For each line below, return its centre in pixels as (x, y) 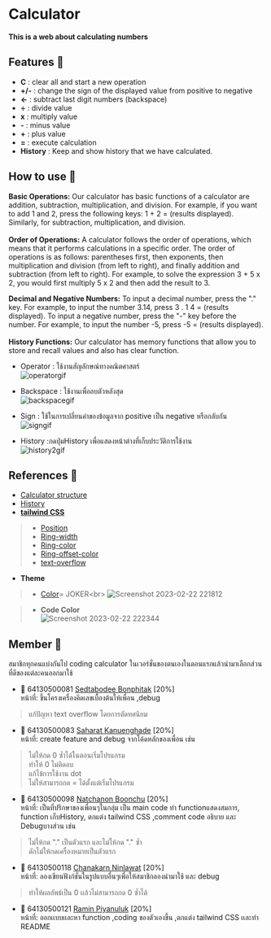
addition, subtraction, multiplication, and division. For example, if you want (133, 205)
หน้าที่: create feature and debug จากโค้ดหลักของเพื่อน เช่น (107, 739)
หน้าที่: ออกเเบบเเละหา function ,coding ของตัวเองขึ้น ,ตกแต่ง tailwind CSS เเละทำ (139, 918)
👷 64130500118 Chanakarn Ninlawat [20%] (92, 868)
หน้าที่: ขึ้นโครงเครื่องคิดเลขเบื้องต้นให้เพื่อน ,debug (90, 698)
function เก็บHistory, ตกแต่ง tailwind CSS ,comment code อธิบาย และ (128, 817)
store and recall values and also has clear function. (94, 350)
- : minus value (45, 125)
